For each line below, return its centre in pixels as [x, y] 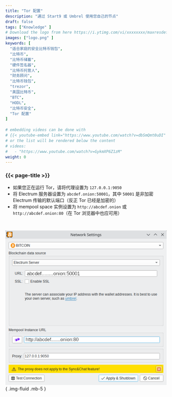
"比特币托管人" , [25, 70]
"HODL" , [18, 103]
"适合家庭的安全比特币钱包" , [36, 49]
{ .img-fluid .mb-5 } [26, 389]
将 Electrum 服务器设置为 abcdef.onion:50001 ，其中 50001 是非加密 [83, 194]
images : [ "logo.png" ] [29, 38]
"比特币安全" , [23, 108]
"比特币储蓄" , [23, 59]
